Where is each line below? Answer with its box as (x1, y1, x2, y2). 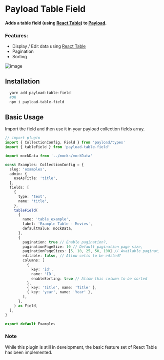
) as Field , (14, 303, 38, 308)
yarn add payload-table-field (9, 90, 71, 95)
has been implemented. (5, 349, 53, 355)
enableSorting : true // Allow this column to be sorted (31, 276, 147, 281)
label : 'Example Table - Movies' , (22, 221, 93, 226)
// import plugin (5, 136, 41, 141)
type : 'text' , (18, 194, 47, 199)
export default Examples (5, 321, 56, 326)
